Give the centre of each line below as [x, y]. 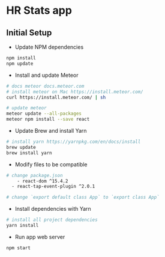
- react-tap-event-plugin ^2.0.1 [53, 187]
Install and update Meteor [46, 75]
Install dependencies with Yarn [53, 209]
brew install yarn [29, 153]
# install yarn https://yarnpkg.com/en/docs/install [73, 142]
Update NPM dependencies [49, 47]
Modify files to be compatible [51, 164]
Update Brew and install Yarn [51, 131]
